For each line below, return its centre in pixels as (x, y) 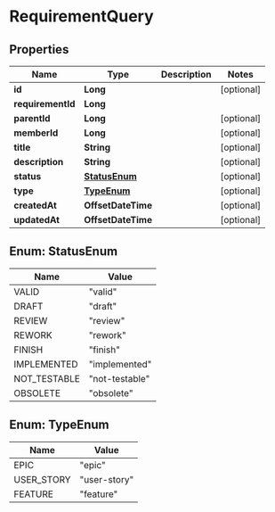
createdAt (36, 205)
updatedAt (37, 220)
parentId (32, 118)
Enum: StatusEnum (64, 252)
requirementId (44, 104)
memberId (36, 133)
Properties (39, 50)
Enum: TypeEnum (59, 425)
